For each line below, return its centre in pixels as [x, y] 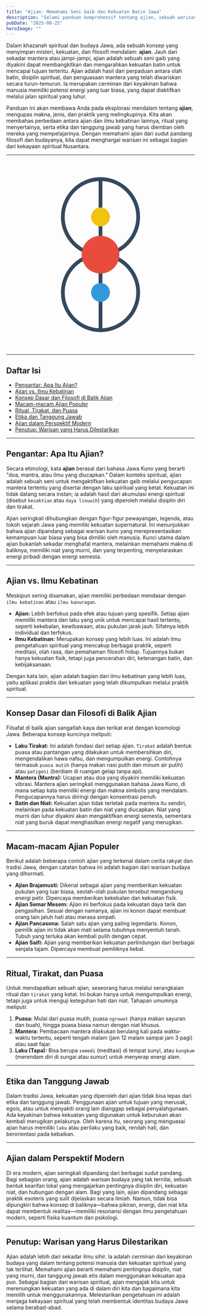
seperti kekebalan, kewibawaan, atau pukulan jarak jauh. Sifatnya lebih [102, 626]
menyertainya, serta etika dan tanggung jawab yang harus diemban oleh [95, 127]
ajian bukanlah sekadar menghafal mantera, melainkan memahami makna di [100, 544]
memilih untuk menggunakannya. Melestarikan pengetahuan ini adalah [93, 1294]
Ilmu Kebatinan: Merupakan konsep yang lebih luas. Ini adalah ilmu [98, 639]
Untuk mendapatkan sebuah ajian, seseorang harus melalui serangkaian [95, 988]
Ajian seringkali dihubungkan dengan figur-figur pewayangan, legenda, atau [100, 518]
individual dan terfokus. [44, 633]
